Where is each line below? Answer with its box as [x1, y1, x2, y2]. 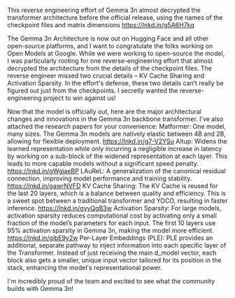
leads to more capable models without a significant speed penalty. [7, 159, 199, 167]
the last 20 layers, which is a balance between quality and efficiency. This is [7, 189, 226, 197]
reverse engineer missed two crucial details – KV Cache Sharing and [7, 71, 205, 80]
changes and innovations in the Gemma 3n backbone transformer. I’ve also [7, 115, 224, 123]
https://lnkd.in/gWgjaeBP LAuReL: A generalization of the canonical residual [7, 167, 226, 175]
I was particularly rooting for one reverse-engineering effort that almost [7, 57, 213, 65]
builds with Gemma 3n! [7, 285, 74, 292]
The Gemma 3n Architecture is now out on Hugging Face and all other [7, 34, 209, 43]
